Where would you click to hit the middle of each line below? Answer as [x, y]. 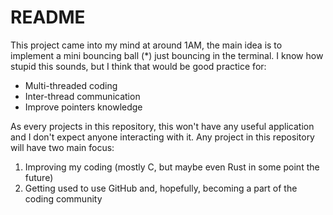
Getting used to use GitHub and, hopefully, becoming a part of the [161, 188]
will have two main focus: [62, 147]
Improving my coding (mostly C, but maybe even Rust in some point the [172, 167]
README [48, 17]
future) [39, 177]
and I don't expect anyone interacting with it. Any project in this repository [162, 137]
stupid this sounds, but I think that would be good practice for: [138, 66]
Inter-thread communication [82, 96]
